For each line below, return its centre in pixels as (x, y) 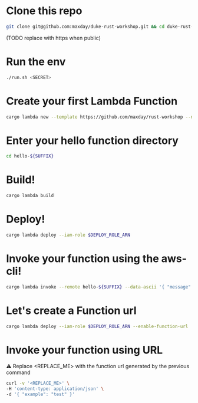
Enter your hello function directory (92, 140)
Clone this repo (44, 11)
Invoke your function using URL (85, 350)
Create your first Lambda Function (92, 101)
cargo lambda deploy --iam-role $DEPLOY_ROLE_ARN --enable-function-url (97, 326)
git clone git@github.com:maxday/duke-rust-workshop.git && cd (85, 27)
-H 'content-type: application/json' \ (55, 389)
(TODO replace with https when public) (54, 38)
